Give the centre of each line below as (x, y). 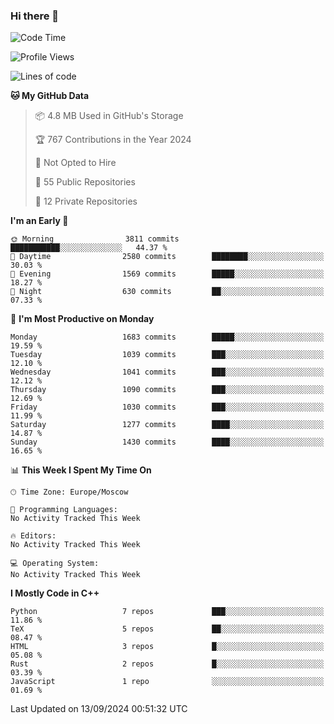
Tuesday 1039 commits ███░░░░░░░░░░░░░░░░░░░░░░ (167, 355)
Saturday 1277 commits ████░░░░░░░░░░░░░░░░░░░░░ (167, 425)
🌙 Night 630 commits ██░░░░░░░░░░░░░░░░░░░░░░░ (167, 292)
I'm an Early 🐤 (39, 221)
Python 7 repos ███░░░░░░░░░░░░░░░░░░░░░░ (167, 612)
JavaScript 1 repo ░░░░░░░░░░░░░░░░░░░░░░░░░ (167, 682)
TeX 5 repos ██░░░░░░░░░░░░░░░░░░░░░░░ (167, 629)
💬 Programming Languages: (64, 510)
